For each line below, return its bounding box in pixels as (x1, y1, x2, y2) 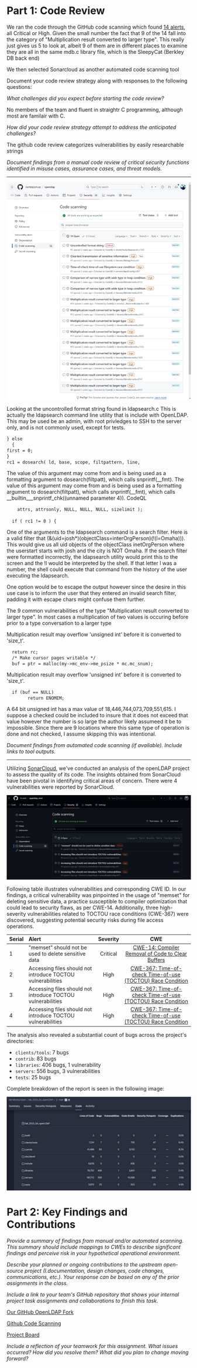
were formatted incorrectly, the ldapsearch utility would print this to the (6, 553, 178, 560)
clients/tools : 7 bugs (15, 1049, 69, 1056)
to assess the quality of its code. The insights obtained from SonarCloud (6, 771, 181, 778)
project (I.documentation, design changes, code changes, (25, 1267, 165, 1274)
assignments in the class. (6, 1280, 68, 1287)
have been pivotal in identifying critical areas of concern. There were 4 (6, 777, 178, 784)
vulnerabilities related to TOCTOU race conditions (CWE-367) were (27, 910, 189, 917)
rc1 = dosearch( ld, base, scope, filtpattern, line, (6, 459, 141, 465)
